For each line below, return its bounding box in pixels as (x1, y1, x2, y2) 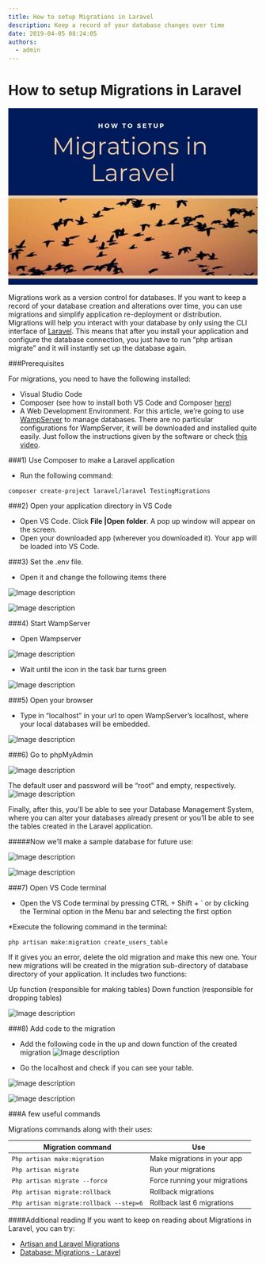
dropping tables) (8, 993, 63, 1003)
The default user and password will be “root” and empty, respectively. (8, 781, 236, 790)
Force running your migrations (149, 1175, 248, 1186)
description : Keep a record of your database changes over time (8, 21, 225, 29)
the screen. (19, 525, 57, 535)
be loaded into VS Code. (19, 542, 100, 552)
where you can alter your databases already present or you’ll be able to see (8, 813, 255, 823)
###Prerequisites (8, 359, 65, 368)
